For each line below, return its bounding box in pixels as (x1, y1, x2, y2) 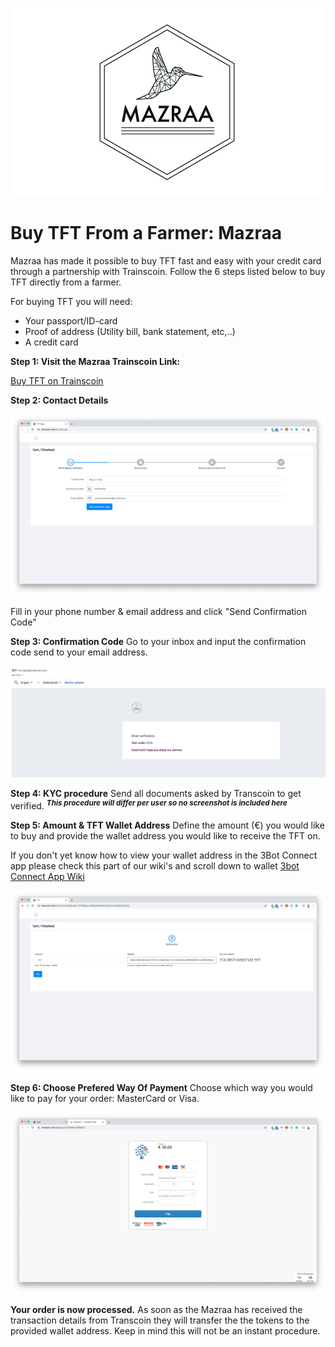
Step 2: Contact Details (10, 394, 109, 406)
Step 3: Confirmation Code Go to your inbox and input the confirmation (10, 635, 307, 647)
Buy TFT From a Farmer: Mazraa (10, 222, 283, 245)
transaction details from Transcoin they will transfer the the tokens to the (10, 1314, 310, 1326)
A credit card (24, 336, 79, 348)
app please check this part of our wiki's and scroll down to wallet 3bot (10, 860, 300, 872)
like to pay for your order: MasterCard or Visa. (10, 1093, 200, 1105)
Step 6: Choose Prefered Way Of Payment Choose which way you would (10, 1082, 313, 1094)
